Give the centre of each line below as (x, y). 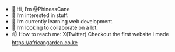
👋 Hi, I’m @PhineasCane (41, 9)
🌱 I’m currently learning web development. (62, 21)
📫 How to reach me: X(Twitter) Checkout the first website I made (90, 34)
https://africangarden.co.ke (44, 43)
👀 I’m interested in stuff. (40, 15)
